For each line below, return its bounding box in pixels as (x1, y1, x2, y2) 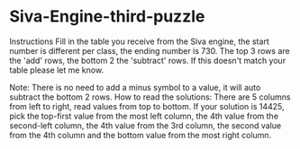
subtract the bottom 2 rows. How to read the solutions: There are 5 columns (9, 92, 291, 102)
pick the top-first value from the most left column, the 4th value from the (9, 110, 279, 121)
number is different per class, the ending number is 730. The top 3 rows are (9, 45, 290, 56)
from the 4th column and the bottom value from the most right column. (9, 129, 272, 140)
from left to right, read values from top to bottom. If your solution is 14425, (9, 101, 286, 111)
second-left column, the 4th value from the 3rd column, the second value (9, 119, 282, 131)
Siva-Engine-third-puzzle (9, 6, 205, 27)
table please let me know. (9, 65, 105, 75)
